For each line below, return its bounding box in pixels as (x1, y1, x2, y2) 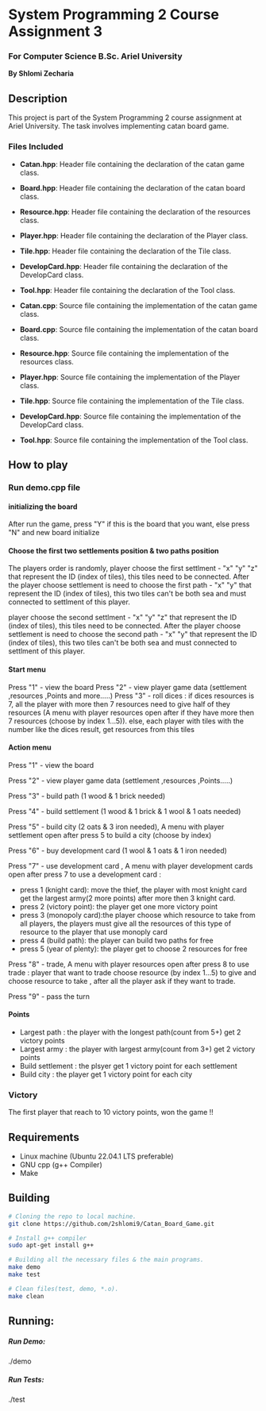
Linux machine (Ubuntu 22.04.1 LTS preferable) (19, 1151, 174, 1161)
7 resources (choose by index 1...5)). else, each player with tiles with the (8, 716, 245, 726)
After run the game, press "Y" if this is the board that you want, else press (8, 519, 250, 529)
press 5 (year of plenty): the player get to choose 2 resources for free (19, 943, 248, 954)
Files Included (8, 141, 64, 152)
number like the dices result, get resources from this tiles (8, 724, 195, 734)
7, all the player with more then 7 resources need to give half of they (8, 699, 230, 708)
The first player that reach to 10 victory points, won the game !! (8, 1108, 214, 1117)
